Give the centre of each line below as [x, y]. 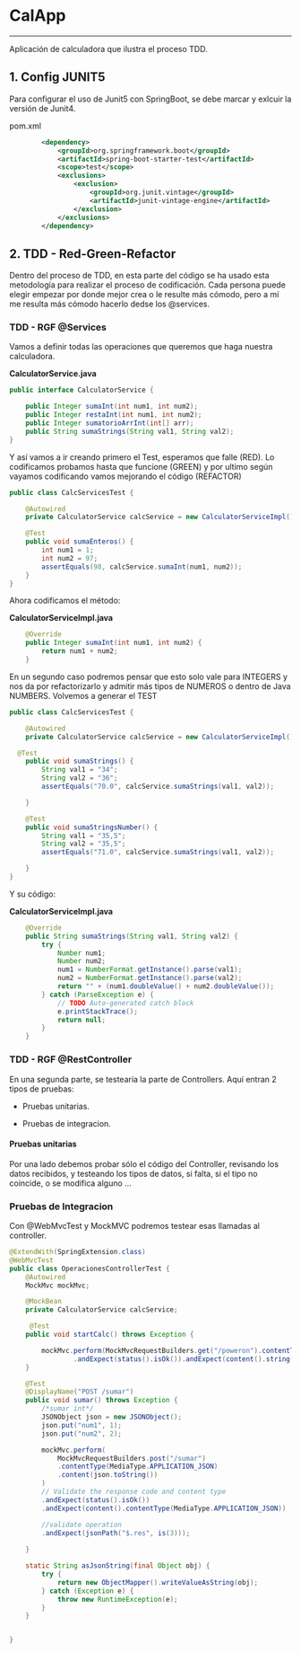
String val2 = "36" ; [80, 778]
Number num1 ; [81, 953]
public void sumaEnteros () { [80, 542]
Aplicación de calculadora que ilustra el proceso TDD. [108, 49]
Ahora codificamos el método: [65, 601]
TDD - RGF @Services [58, 327]
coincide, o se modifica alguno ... [70, 1183]
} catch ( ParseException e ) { [98, 994]
